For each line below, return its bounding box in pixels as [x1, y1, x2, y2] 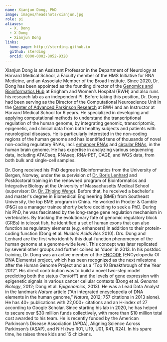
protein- [145, 225, 162, 231]
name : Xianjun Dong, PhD [5, 7, 57, 12]
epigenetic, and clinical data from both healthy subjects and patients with [5, 126, 156, 132]
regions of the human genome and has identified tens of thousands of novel [5, 136, 161, 142]
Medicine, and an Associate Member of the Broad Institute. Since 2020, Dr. [5, 78, 159, 84]
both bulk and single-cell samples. [5, 158, 76, 164]
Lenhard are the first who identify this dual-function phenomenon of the [5, 236, 153, 242]
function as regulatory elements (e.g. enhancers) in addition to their [5, 225, 144, 231]
